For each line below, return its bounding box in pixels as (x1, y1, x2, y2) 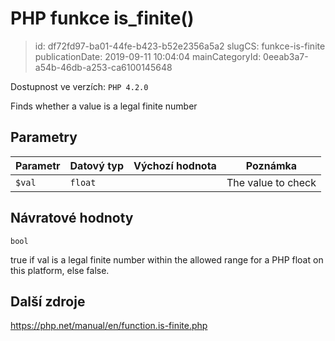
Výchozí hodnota (133, 158, 217, 172)
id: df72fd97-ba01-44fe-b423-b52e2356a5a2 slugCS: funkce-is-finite (34, 40, 326, 52)
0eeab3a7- (263, 50, 309, 62)
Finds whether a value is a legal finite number (10, 100, 198, 112)
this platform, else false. (10, 264, 110, 276)
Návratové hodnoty (10, 210, 134, 227)
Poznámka (245, 158, 298, 172)
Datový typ (69, 158, 125, 172)
